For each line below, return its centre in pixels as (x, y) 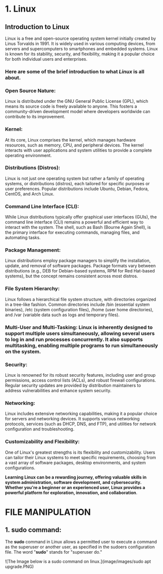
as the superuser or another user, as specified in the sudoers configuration (80, 547)
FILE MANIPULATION (48, 512)
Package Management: (33, 250)
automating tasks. (23, 238)
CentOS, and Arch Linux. (30, 194)
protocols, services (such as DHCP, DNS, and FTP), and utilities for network (81, 424)
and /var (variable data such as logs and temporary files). (62, 315)
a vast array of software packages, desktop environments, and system (75, 462)
